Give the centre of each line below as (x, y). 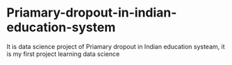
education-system (61, 27)
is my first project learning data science (63, 54)
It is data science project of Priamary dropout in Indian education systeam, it (116, 46)
